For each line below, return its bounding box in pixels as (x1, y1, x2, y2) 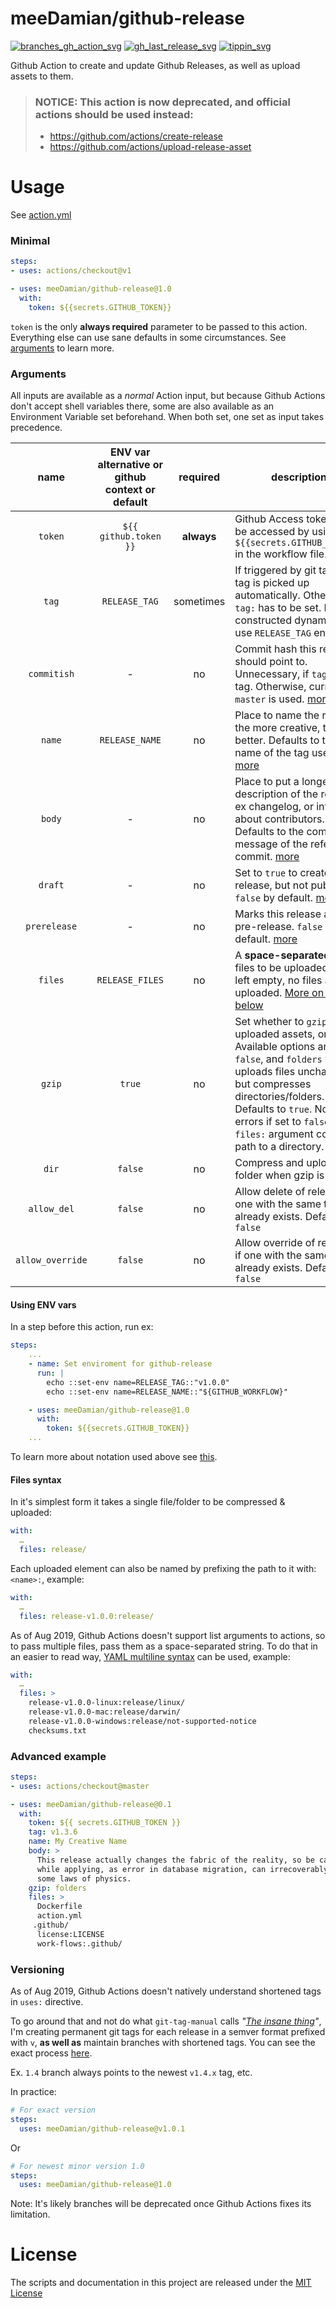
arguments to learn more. (10, 342, 115, 354)
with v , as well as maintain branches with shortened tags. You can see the (10, 2037, 316, 2049)
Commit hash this (234, 642, 317, 656)
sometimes (173, 595, 226, 609)
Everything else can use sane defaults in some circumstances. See (10, 331, 287, 343)
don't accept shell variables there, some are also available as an (10, 400, 275, 412)
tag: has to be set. (234, 601, 322, 615)
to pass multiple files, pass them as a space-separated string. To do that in (10, 1640, 318, 1652)
